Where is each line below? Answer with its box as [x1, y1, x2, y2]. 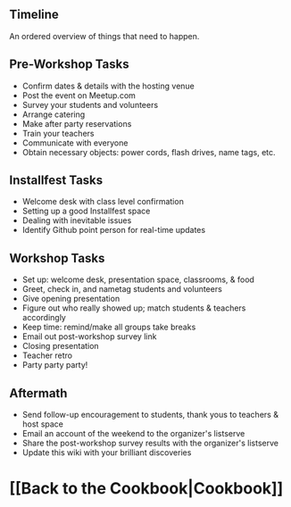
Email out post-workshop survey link [21, 331, 157, 342]
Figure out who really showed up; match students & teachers [21, 303, 246, 313]
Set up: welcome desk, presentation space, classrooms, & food [21, 274, 254, 285]
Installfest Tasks [9, 173, 104, 188]
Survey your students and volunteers [21, 99, 159, 110]
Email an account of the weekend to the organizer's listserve [21, 428, 245, 439]
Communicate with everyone [21, 137, 129, 148]
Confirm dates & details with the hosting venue [21, 80, 195, 91]
